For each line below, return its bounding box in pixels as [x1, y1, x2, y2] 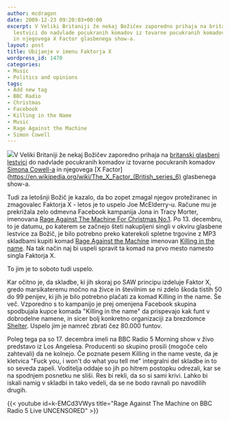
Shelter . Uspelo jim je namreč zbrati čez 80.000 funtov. [7, 322, 163, 330]
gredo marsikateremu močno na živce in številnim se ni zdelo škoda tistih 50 [7, 285, 222, 293]
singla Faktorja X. [7, 252, 56, 260]
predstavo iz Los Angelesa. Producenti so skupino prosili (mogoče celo [7, 342, 207, 350]
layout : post [7, 42, 44, 49]
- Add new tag [7, 86, 48, 93]
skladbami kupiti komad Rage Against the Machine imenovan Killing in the [7, 237, 215, 245]
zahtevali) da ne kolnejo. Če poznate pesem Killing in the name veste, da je [7, 350, 218, 358]
